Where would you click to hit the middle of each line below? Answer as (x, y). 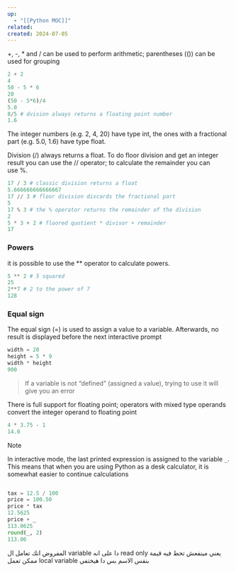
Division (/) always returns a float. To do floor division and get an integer (113, 155)
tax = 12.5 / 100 (33, 493)
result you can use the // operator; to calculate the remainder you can (109, 163)
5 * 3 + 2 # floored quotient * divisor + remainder (87, 223)
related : (20, 27)
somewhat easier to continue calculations (68, 474)
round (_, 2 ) (25, 532)
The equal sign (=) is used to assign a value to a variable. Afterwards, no (113, 330)
